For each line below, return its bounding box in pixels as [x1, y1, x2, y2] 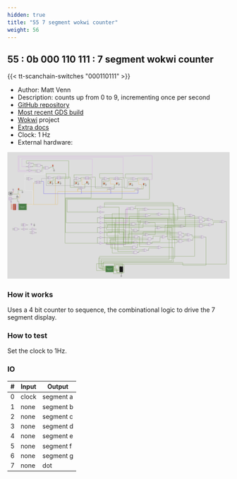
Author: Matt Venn [17, 85, 71, 95]
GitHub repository [17, 101, 70, 109]
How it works [7, 289, 54, 299]
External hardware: [17, 138, 73, 147]
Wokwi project [17, 116, 60, 124]
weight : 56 [7, 26, 39, 33]
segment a [42, 392, 73, 401]
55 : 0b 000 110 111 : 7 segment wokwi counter [7, 53, 214, 65]
